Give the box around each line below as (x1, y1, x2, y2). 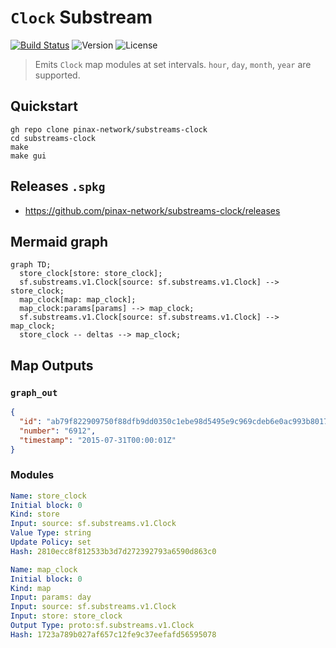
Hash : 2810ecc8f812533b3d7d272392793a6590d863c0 (10, 546, 217, 556)
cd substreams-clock (10, 133, 97, 143)
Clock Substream (10, 6, 153, 29)
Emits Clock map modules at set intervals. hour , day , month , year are (34, 58, 312, 70)
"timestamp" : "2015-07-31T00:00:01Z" (19, 435, 177, 445)
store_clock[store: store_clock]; (19, 269, 163, 279)
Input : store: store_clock (10, 611, 123, 621)
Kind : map (10, 583, 52, 593)
